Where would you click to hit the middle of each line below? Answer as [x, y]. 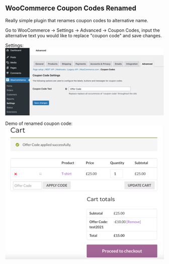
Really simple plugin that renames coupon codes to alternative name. [77, 20]
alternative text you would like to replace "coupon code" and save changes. [83, 35]
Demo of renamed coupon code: [39, 123]
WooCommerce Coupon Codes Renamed [71, 8]
